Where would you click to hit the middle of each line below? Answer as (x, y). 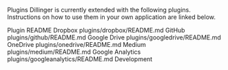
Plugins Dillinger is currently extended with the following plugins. (99, 10)
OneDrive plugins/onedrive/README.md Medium (77, 45)
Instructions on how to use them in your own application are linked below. (111, 17)
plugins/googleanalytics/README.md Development (80, 59)
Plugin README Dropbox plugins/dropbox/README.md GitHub (96, 30)
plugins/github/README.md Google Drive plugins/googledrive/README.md (114, 37)
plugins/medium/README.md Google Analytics (74, 52)
